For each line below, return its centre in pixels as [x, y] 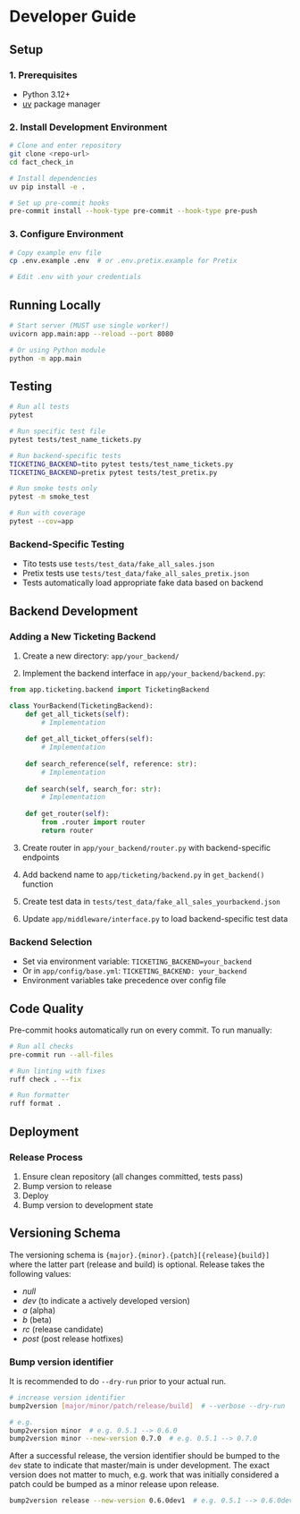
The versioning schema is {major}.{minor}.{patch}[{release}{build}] [140, 1255]
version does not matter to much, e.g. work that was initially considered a [144, 1475]
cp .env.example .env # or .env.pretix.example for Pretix [124, 261]
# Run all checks [42, 1046]
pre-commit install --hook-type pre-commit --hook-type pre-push [133, 211]
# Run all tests [39, 407]
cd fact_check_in [42, 162]
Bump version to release [67, 1186]
